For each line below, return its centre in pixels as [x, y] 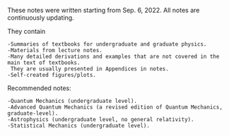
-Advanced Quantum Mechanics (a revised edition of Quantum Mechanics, [115, 107]
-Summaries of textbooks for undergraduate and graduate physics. [107, 44]
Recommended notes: [40, 88]
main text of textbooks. [44, 63]
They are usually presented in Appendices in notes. [90, 69]
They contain [27, 31]
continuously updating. [41, 18]
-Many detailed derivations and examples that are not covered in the [113, 56]
